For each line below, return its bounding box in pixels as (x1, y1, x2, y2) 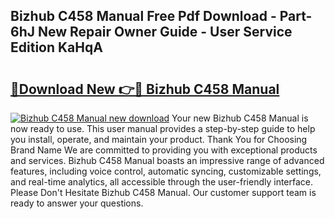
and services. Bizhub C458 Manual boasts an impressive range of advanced (10, 155, 325, 166)
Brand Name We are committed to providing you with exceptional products (10, 144, 318, 156)
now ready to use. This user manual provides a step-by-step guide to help (10, 123, 316, 134)
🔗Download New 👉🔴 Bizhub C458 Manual (10, 80, 280, 98)
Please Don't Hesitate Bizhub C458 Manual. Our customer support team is (10, 187, 317, 198)
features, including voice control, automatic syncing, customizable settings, (10, 165, 322, 177)
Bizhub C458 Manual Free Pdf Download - (10, 8, 277, 25)
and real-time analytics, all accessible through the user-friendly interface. (10, 176, 314, 188)
